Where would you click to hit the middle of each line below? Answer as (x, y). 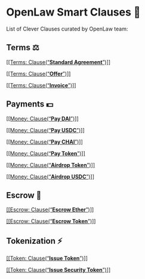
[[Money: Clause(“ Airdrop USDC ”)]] (50, 177)
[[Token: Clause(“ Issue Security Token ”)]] (58, 270)
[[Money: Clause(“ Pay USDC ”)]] (45, 130)
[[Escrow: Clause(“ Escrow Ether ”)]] (50, 210)
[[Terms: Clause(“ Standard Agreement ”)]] (58, 62)
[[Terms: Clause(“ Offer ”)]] (38, 74)
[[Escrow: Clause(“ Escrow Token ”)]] (51, 222)
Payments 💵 (30, 104)
